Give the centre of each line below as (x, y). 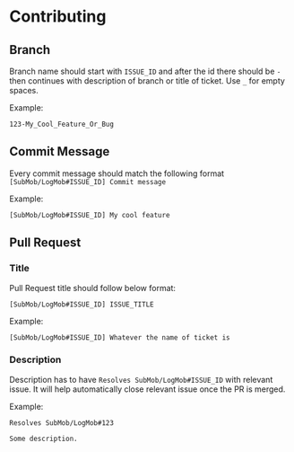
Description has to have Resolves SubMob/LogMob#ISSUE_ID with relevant (141, 379)
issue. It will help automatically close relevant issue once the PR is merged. (147, 389)
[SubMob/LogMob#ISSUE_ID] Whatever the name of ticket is (120, 337)
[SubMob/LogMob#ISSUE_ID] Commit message (88, 182)
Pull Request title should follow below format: (93, 288)
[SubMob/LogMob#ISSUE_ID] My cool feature (90, 215)
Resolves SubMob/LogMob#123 (62, 423)
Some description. (43, 439)
